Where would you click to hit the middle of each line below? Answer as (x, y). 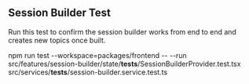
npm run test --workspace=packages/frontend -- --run (97, 55)
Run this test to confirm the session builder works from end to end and (123, 31)
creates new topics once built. (57, 40)
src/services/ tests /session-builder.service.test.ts (88, 72)
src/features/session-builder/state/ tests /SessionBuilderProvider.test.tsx (124, 64)
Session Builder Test (60, 13)
